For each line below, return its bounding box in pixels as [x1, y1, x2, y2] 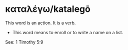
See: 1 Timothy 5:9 [5, 39, 43, 45]
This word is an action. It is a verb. [5, 20, 76, 26]
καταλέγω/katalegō [5, 3, 91, 15]
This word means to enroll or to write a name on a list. [12, 29, 123, 35]
